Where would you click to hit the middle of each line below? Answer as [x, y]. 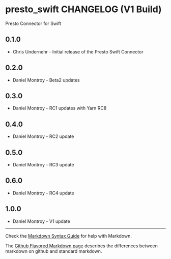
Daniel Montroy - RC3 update [43, 165]
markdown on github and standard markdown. [54, 251]
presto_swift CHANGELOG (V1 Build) [83, 9]
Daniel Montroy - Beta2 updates [46, 80]
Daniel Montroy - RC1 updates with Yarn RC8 [60, 108]
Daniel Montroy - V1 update [41, 221]
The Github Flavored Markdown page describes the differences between [81, 246]
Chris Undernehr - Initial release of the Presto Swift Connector [78, 51]
